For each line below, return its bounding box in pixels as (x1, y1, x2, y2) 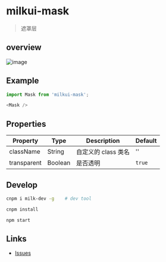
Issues (14, 249, 32, 257)
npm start (6, 217, 31, 223)
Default (135, 136, 157, 145)
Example (6, 76, 39, 86)
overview (6, 42, 42, 53)
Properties (6, 118, 46, 129)
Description (86, 136, 120, 145)
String (47, 148, 64, 156)
